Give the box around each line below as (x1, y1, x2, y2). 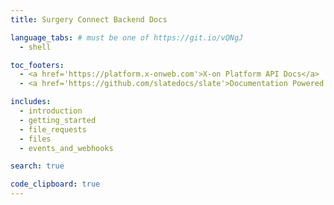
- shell (19, 42, 52, 52)
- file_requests (19, 124, 87, 135)
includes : (10, 97, 52, 107)
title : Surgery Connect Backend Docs (10, 14, 168, 25)
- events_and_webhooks (19, 143, 114, 153)
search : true (10, 161, 65, 171)
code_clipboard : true (10, 179, 101, 190)
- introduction (19, 106, 83, 116)
